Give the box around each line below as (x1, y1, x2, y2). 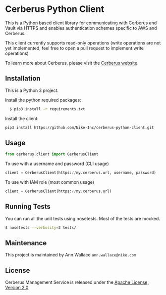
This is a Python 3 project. (5, 87, 58, 93)
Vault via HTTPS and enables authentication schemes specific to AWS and (5, 25, 157, 31)
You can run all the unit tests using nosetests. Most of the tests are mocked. (5, 215, 160, 221)
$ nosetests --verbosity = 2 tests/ (5, 225, 77, 230)
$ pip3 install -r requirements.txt (9, 106, 85, 112)
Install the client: (5, 115, 39, 122)
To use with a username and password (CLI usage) (5, 161, 109, 167)
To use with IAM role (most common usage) (5, 179, 95, 185)
